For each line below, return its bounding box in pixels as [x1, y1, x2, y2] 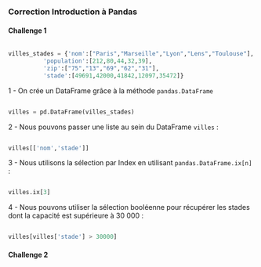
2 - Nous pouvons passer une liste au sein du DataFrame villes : [8, 122, 219, 132]
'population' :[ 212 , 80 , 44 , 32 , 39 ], [42, 57, 153, 65]
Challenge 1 [8, 26, 47, 35]
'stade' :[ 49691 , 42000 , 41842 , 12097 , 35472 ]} [42, 71, 184, 80]
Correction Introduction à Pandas [8, 6, 138, 17]
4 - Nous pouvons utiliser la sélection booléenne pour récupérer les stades [8, 203, 251, 212]
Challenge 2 [8, 250, 49, 259]
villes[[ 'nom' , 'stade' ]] [8, 144, 89, 152]
